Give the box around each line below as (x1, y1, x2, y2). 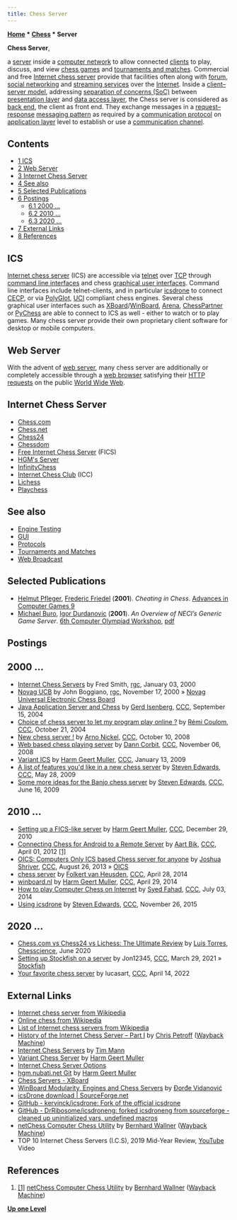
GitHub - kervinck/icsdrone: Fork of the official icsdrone (17, 1099, 181, 1107)
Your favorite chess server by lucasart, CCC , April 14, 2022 (17, 969, 190, 978)
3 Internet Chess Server (17, 171, 88, 181)
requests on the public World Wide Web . (7, 378, 125, 387)
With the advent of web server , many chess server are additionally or (7, 363, 209, 372)
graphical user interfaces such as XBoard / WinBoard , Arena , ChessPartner (7, 302, 223, 310)
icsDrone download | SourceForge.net (17, 1091, 129, 1100)
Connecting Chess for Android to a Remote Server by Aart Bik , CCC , (17, 840, 217, 848)
